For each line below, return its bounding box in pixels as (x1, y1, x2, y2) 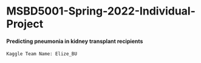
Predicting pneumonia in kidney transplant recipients (6, 38, 143, 45)
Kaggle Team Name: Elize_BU (6, 51, 78, 57)
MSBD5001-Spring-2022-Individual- (6, 4, 196, 18)
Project (6, 17, 44, 31)
